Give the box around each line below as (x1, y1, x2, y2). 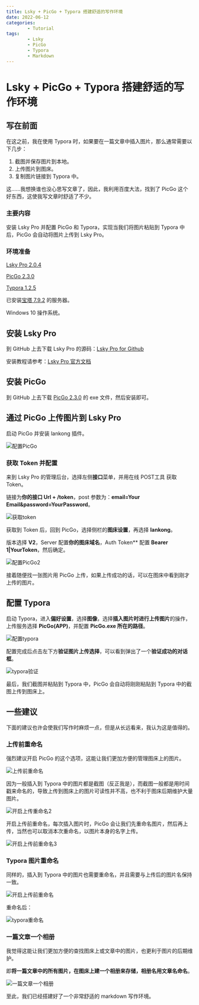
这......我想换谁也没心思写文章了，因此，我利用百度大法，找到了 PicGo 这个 (6, 185, 188, 192)
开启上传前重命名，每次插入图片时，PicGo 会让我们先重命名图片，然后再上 (6, 820, 188, 827)
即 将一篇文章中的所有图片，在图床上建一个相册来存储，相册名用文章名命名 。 (6, 968, 193, 975)
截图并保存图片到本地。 (14, 158, 72, 165)
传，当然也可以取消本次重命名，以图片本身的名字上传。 (6, 827, 141, 834)
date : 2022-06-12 (6, 14, 49, 20)
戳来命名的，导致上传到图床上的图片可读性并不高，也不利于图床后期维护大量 (6, 787, 193, 794)
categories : (6, 20, 36, 26)
